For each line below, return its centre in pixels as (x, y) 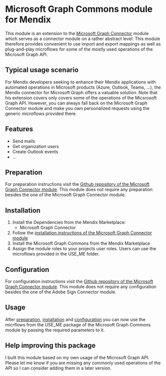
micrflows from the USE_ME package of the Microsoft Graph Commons (78, 324)
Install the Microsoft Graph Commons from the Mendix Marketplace (81, 243)
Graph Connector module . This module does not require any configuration (81, 287)
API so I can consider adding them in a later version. (58, 368)
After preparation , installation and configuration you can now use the (75, 319)
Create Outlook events (35, 152)
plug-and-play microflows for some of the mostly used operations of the (79, 49)
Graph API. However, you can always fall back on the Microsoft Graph (76, 103)
